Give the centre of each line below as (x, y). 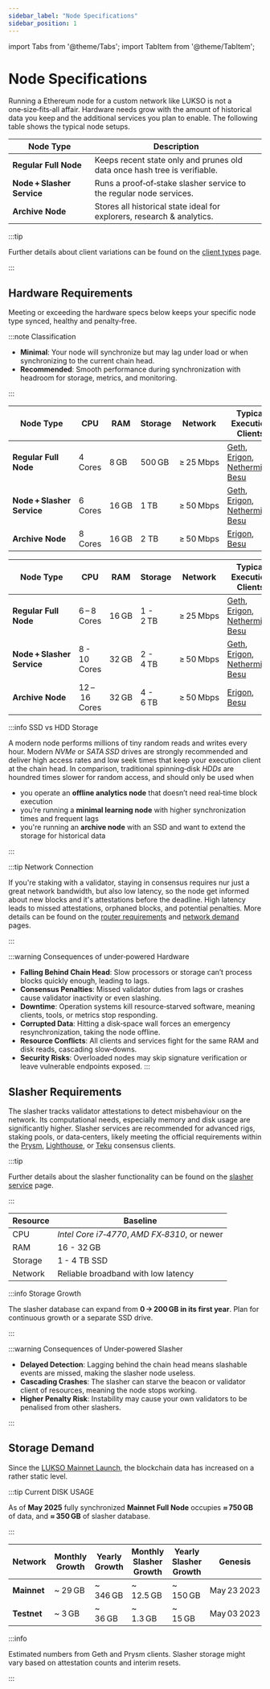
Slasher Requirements (65, 1091)
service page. (31, 1185)
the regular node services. (144, 193)
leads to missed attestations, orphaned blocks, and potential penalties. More (135, 908)
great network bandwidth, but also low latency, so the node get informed (129, 891)
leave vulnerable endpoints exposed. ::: (85, 1067)
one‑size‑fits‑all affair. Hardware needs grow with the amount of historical (130, 110)
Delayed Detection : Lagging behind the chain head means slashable (133, 1365)
